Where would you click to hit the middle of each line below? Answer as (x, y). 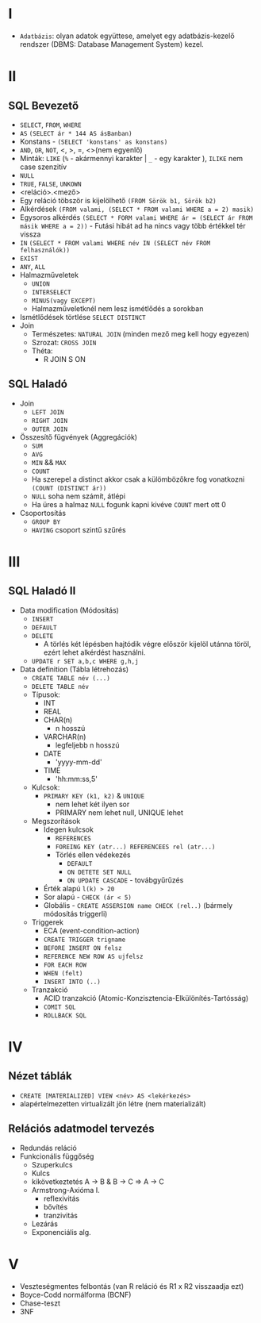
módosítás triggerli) (75, 913)
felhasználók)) (45, 250)
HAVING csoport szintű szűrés (79, 529)
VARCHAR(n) (65, 736)
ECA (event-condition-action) (92, 930)
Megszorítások (56, 821)
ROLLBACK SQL (65, 1015)
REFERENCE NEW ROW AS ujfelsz (93, 956)
